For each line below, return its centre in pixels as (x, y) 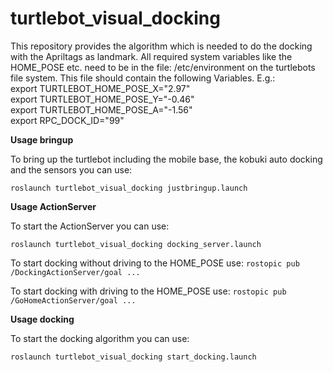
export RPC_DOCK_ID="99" (67, 120)
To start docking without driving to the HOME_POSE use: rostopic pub (155, 263)
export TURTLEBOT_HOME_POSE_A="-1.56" (101, 109)
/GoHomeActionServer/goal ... (73, 300)
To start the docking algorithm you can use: (100, 338)
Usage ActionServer (53, 206)
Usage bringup (42, 139)
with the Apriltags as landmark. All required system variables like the (151, 56)
